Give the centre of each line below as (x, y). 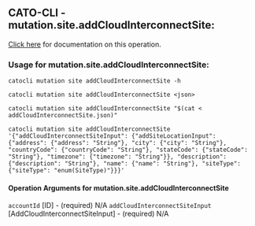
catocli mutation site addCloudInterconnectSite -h (94, 81)
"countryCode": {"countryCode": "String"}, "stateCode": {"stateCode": (128, 150)
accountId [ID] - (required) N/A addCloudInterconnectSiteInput (110, 206)
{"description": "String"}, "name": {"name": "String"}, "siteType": (125, 164)
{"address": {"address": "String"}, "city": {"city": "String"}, (117, 143)
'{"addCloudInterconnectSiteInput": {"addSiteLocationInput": (112, 136)
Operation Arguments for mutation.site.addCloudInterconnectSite (119, 187)
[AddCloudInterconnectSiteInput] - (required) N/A (89, 214)
